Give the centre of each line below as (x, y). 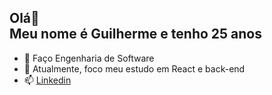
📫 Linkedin (47, 80)
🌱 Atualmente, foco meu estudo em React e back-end (134, 68)
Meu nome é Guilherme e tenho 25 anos (136, 34)
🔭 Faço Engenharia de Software (89, 58)
